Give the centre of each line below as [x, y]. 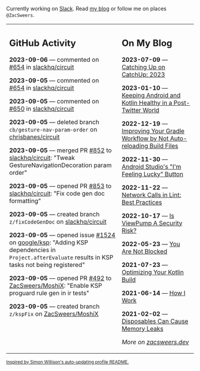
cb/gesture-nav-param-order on [53, 129]
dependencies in [32, 250]
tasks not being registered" [47, 265]
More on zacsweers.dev [155, 342]
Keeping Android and [151, 95]
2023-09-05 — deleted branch [54, 122]
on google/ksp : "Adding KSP [49, 242]
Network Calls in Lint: [151, 194]
